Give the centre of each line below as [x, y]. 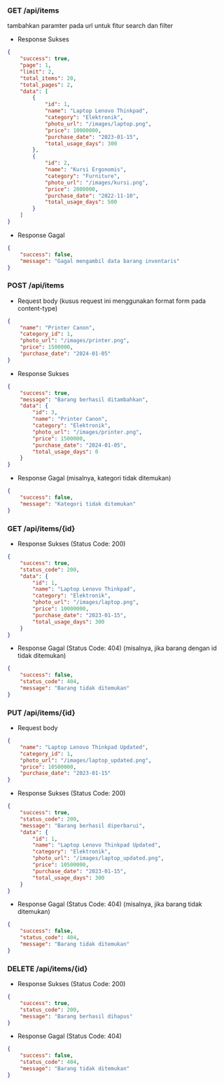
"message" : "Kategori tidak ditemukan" [78, 504]
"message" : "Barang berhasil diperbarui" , [83, 825]
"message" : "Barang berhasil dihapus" [76, 1016]
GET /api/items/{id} [41, 528]
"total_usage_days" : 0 [65, 452]
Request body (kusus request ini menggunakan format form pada [112, 301]
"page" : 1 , [36, 65]
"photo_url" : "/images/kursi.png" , [97, 182]
